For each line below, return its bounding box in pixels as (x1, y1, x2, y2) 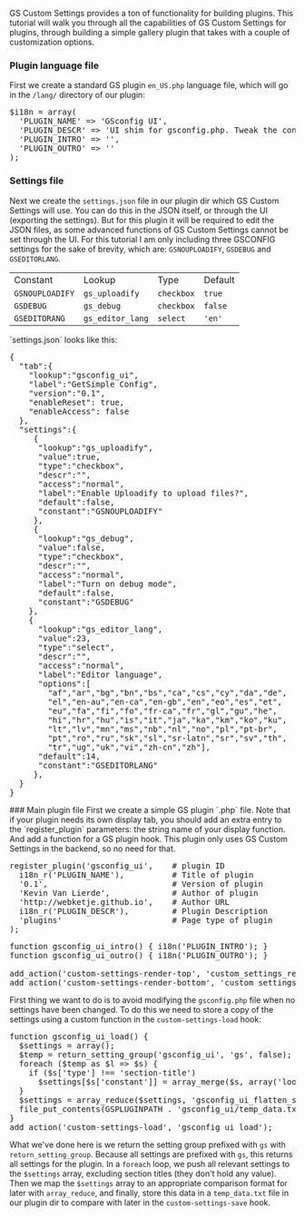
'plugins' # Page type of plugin (18, 915, 273, 925)
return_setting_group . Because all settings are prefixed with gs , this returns (9, 1148, 293, 1160)
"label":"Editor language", (37, 669, 163, 680)
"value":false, (37, 542, 106, 553)
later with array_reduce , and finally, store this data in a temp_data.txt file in (9, 1187, 289, 1198)
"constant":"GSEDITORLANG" (37, 760, 159, 770)
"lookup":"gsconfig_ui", (28, 369, 139, 380)
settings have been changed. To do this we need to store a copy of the (9, 1004, 274, 1015)
